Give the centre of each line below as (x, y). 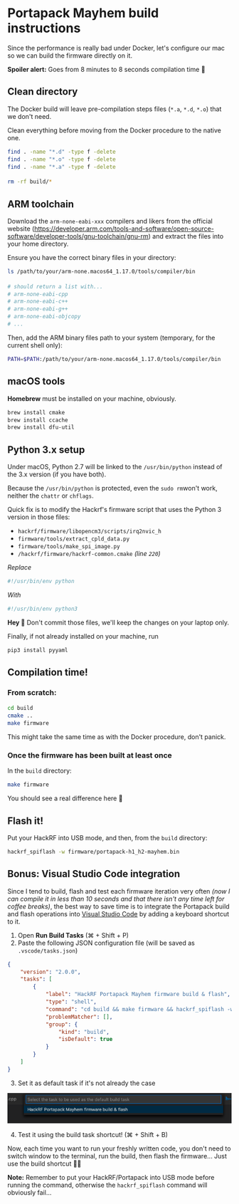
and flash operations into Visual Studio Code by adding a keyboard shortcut (118, 914)
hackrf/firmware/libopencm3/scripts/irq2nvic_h (89, 532)
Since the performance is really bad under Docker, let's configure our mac (116, 48)
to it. (14, 921)
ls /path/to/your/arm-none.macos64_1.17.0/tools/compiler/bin (101, 271)
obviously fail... (30, 1192)
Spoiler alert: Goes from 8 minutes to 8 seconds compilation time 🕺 (106, 69)
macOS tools (36, 381)
